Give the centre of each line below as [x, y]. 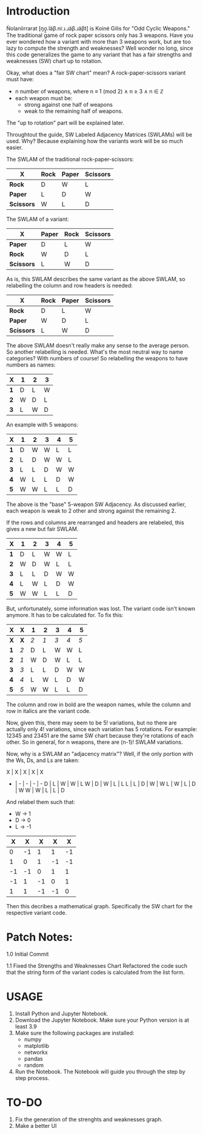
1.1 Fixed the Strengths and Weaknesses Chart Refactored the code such [97, 965]
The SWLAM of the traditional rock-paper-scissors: [70, 159]
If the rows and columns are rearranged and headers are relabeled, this [95, 522]
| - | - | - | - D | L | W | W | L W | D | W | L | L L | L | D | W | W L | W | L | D [105, 783]
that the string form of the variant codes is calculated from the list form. [95, 972]
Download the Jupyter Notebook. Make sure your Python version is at [102, 1020]
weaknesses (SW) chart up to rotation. [54, 61]
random [34, 1065]
